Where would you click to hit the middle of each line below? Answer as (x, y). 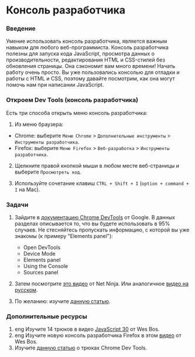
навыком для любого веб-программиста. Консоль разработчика (87, 47)
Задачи (17, 205)
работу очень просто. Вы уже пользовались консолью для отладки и (93, 72)
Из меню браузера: (39, 124)
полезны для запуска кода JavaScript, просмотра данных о (81, 54)
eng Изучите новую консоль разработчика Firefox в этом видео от (98, 335)
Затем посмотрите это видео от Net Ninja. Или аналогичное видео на (102, 284)
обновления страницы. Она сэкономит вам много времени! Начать (91, 66)
